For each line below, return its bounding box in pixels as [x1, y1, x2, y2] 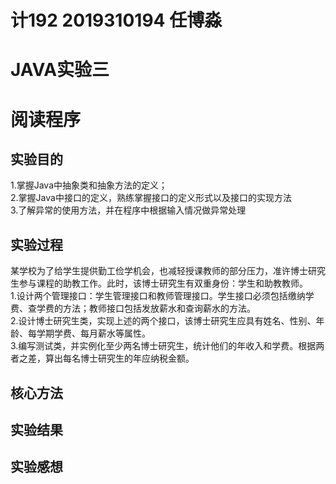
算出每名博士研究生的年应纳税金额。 [44, 352, 195, 365]
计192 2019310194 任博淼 [10, 9, 223, 32]
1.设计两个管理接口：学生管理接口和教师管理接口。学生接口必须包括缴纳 [10, 290, 306, 302]
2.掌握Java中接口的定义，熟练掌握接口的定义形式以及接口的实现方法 [10, 192, 292, 204]
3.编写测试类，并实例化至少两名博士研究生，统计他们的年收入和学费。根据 [10, 340, 317, 352]
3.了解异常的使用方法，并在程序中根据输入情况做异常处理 [10, 204, 247, 216]
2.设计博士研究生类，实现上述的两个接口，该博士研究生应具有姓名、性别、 [10, 315, 317, 327]
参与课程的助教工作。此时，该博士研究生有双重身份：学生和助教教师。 [18, 277, 308, 290]
